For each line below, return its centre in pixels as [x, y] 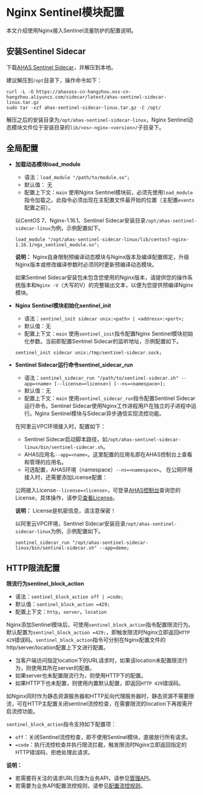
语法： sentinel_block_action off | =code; [69, 597]
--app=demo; [114, 548]
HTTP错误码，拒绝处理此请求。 [54, 752]
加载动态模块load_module [48, 164]
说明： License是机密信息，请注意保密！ [65, 511]
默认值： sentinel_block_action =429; [62, 604]
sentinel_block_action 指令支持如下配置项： [62, 724]
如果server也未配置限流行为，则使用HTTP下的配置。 [81, 676]
